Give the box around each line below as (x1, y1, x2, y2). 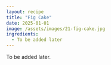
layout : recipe (6, 8, 44, 15)
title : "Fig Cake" (6, 14, 52, 20)
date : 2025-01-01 (6, 20, 50, 26)
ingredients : (6, 31, 39, 37)
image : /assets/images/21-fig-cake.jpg (6, 25, 106, 32)
